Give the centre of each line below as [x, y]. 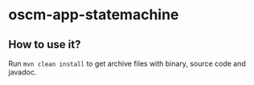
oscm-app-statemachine [94, 15]
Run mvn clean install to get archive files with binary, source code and [127, 63]
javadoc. [23, 72]
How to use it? [45, 45]
